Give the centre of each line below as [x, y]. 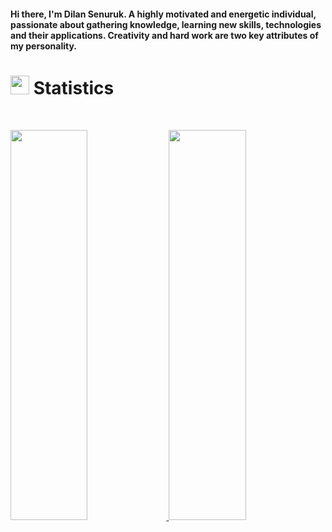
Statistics [74, 87]
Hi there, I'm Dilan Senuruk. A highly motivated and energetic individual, [163, 14]
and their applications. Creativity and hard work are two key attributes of [164, 35]
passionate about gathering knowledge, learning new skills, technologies [166, 24]
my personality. [44, 46]
